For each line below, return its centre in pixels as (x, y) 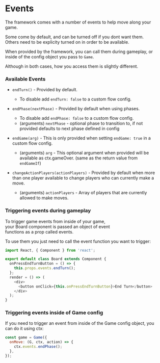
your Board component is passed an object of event (58, 227)
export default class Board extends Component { (56, 259)
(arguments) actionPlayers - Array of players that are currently (83, 193)
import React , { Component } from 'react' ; (50, 250)
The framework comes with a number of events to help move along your (78, 22)
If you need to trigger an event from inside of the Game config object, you (80, 323)
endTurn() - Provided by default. (45, 90)
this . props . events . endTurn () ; (45, 268)
